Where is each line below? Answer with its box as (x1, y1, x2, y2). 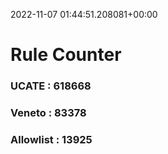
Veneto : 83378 (10, 106, 87, 120)
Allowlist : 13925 (10, 132, 93, 146)
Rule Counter (10, 44, 122, 66)
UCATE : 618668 (10, 79, 92, 93)
